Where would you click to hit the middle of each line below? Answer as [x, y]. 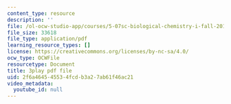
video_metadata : [30, 83]
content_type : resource [41, 13]
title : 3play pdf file [40, 70]
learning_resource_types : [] [49, 45]
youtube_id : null [38, 90]
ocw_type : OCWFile [33, 58]
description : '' [30, 20]
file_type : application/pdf [47, 39]
